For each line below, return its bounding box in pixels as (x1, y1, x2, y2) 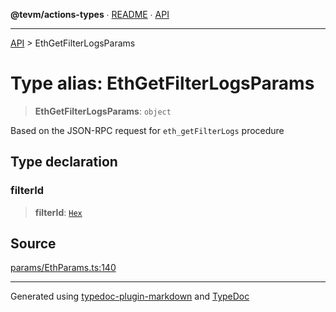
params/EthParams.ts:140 (10, 262, 117, 274)
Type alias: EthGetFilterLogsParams (10, 72, 315, 95)
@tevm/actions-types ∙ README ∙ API (10, 9, 170, 20)
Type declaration (10, 154, 118, 171)
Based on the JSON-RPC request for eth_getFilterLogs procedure (10, 124, 285, 136)
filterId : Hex (34, 206, 83, 218)
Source (10, 235, 57, 253)
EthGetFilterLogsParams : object (34, 105, 172, 117)
